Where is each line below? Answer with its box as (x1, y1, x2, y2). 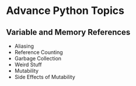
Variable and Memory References (6, 27, 131, 37)
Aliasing (14, 42, 34, 49)
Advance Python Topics (6, 4, 124, 17)
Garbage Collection (14, 55, 62, 62)
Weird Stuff (14, 61, 42, 68)
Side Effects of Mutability (14, 74, 76, 80)
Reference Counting (14, 49, 63, 56)
